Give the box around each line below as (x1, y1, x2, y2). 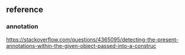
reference (6, 5, 43, 15)
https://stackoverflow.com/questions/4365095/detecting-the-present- (6, 35, 179, 43)
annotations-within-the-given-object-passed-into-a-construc (6, 42, 157, 49)
